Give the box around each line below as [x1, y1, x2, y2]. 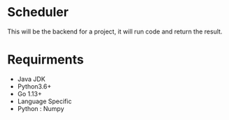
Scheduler [7, 4, 69, 20]
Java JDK [17, 75, 46, 83]
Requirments [7, 52, 84, 68]
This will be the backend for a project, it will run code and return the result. [7, 27, 223, 36]
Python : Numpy [17, 104, 64, 112]
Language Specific [17, 97, 72, 105]
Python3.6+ [17, 82, 52, 91]
